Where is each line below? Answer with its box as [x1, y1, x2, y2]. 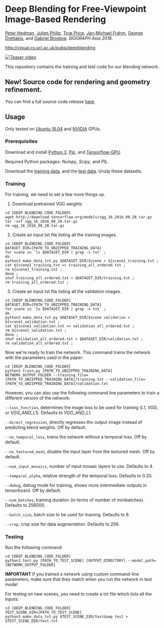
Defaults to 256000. [5, 502, 46, 508]
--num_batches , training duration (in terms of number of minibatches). [5, 497, 144, 503]
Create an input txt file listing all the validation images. [12, 289, 121, 294]
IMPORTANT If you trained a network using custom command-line [5, 571, 140, 577]
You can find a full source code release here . [5, 98, 95, 104]
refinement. [5, 86, 42, 94]
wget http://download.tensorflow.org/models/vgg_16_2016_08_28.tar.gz [5, 215, 152, 220]
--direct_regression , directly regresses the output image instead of [5, 419, 142, 425]
